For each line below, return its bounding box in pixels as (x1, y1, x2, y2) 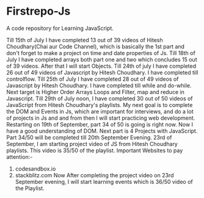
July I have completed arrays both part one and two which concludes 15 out (6, 56, 197, 63)
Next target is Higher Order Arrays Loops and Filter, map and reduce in (6, 88, 184, 95)
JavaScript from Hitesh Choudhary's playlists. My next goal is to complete (6, 101, 193, 108)
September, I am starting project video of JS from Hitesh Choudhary (6, 140, 178, 147)
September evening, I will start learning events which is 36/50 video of (15, 178, 194, 185)
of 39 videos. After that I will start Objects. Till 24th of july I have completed (6, 62, 197, 70)
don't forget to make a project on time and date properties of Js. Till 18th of (6, 49, 195, 56)
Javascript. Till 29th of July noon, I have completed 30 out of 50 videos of (6, 95, 194, 102)
